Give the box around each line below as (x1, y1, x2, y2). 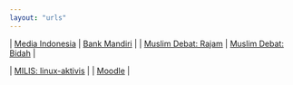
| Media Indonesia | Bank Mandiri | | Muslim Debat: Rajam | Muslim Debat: (9, 38, 284, 49)
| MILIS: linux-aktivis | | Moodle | (9, 65, 131, 76)
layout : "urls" (9, 13, 67, 23)
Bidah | (9, 47, 36, 59)
